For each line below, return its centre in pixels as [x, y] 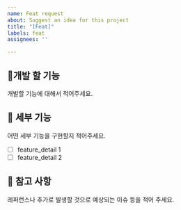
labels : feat [26, 33]
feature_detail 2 [40, 157]
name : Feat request [36, 14]
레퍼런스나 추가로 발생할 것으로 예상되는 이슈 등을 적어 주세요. [91, 200]
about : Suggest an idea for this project [68, 20]
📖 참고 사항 [30, 181]
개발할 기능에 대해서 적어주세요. [50, 93]
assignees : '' [28, 40]
